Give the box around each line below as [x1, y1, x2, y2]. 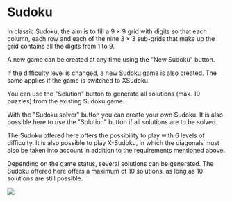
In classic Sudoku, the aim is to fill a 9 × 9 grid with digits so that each [7, 27, 207, 35]
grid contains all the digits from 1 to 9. [7, 42, 115, 50]
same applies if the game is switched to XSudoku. [7, 76, 150, 84]
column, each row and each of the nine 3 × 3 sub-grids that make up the [7, 34, 215, 42]
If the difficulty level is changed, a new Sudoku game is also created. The [7, 69, 217, 77]
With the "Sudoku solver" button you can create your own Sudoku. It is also [7, 110, 224, 119]
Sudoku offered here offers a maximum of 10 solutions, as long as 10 [7, 167, 204, 175]
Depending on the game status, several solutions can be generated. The [7, 159, 214, 167]
